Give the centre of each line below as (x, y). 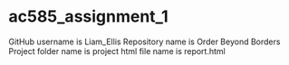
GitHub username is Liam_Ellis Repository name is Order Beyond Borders (144, 42)
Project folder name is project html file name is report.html (117, 51)
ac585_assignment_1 (88, 17)
